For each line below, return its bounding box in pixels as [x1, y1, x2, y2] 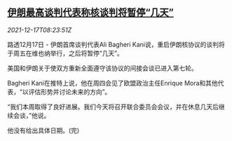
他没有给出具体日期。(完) [7, 126, 80, 135]
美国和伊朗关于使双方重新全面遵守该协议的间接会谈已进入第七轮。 [7, 64, 198, 72]
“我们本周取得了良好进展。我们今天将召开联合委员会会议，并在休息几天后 [7, 102, 219, 111]
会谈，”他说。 [13, 111, 50, 119]
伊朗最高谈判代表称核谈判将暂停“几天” [7, 6, 174, 19]
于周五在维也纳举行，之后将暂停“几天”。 [7, 48, 124, 58]
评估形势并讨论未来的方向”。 [28, 87, 111, 96]
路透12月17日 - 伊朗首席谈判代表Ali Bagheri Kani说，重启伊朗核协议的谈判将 [7, 40, 226, 48]
